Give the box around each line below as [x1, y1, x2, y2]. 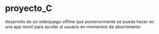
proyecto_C [5, 3, 53, 14]
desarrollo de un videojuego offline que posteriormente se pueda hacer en [5, 19, 155, 24]
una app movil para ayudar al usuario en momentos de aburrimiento [5, 23, 141, 29]
